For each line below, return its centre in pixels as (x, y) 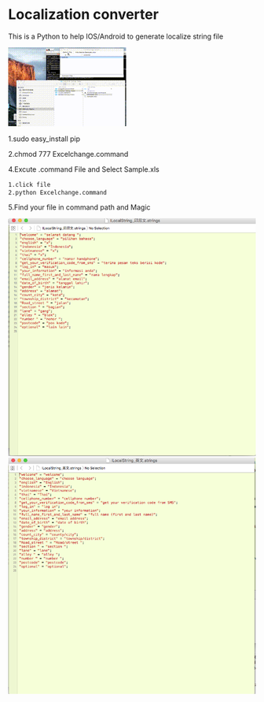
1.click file (29, 184)
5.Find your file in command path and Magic (79, 207)
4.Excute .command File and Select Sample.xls (84, 169)
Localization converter (84, 15)
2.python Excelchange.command (58, 192)
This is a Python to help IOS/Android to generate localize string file (116, 36)
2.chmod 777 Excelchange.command (68, 154)
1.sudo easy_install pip (44, 139)
